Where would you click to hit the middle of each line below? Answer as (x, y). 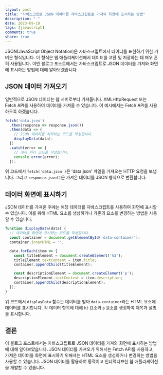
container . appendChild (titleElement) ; (53, 265)
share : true (17, 37)
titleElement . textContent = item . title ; (55, 260)
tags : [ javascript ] (25, 28)
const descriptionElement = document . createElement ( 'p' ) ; (74, 273)
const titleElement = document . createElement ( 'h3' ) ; (68, 255)
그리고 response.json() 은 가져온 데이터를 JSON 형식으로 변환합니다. (81, 177)
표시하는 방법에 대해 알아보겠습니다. (44, 69)
